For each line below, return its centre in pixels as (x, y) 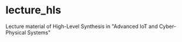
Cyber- (168, 26)
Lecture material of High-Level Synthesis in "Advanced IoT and (82, 26)
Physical (16, 32)
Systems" (39, 32)
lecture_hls (33, 10)
